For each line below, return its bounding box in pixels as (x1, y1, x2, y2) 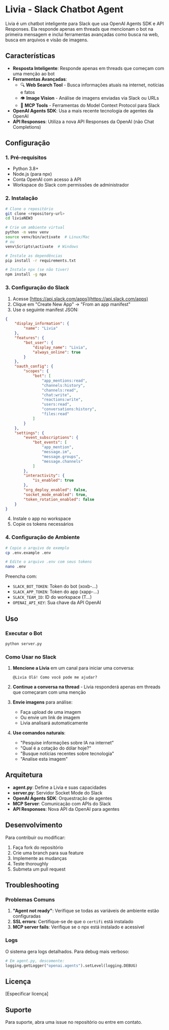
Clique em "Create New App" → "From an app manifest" (12, 301, 131, 307)
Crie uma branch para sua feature (12, 850, 84, 856)
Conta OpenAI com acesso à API (12, 176, 81, 182)
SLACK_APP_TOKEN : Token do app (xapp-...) (12, 589, 99, 595)
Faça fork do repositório (12, 844, 64, 850)
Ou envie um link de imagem (20, 714, 80, 721)
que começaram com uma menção (12, 689, 86, 695)
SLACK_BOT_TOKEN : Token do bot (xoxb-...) (12, 583, 98, 590)
